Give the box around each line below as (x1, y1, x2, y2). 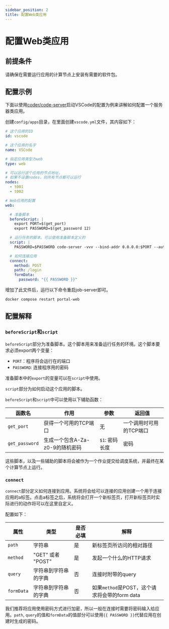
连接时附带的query (92, 570, 137, 578)
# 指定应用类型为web (5, 156, 43, 161)
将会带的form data (97, 591, 141, 598)
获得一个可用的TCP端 (43, 419, 94, 426)
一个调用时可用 (123, 419, 159, 426)
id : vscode (5, 134, 28, 139)
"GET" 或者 (33, 551, 60, 558)
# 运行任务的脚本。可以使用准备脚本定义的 (10, 235, 86, 240)
